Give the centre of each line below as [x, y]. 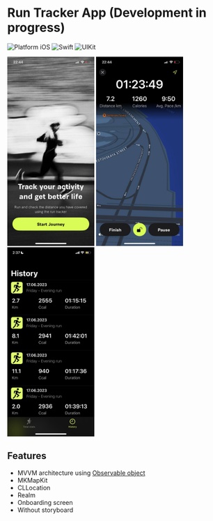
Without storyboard [45, 510]
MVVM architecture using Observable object [81, 473]
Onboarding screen [45, 502]
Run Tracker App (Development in [107, 13]
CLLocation [34, 488]
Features [27, 456]
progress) [36, 28]
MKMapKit [32, 480]
